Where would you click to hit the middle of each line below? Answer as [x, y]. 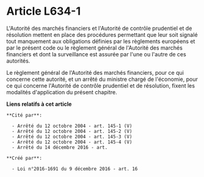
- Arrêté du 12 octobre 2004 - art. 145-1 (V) [72, 126]
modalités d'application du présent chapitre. [62, 92]
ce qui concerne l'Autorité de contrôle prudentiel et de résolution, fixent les [101, 85]
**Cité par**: [24, 115]
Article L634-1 [44, 11]
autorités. [18, 61]
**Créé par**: [24, 158]
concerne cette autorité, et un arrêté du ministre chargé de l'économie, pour [102, 79]
